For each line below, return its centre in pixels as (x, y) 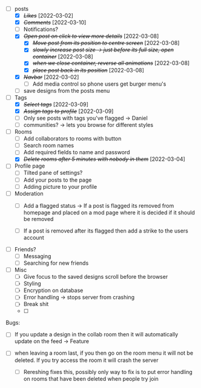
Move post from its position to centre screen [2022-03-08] (106, 43)
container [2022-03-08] (63, 56)
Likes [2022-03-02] (48, 16)
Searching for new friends (56, 263)
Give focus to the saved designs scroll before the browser (96, 277)
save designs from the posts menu (67, 90)
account (34, 237)
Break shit (36, 304)
